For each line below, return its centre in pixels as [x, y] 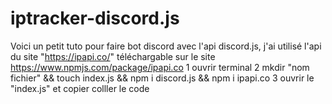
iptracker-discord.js [95, 18]
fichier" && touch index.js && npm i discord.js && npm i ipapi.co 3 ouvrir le [162, 78]
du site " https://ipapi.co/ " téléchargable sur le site [113, 56]
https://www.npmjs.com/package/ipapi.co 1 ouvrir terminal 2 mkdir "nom [160, 67]
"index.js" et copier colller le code [80, 88]
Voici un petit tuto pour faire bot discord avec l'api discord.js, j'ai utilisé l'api [166, 46]
